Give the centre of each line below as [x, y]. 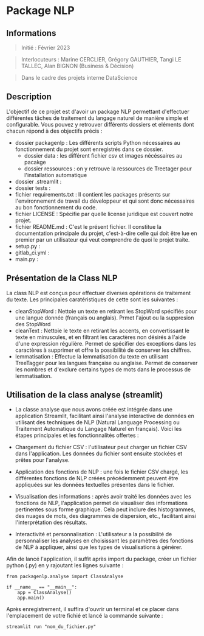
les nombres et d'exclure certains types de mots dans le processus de [103, 369]
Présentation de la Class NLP [62, 278]
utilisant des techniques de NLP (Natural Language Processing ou [97, 422]
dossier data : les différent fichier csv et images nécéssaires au [103, 155]
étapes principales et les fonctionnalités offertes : [77, 435]
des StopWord [33, 324]
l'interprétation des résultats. [51, 522]
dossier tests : [33, 188]
